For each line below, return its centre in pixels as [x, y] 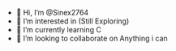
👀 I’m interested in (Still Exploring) [73, 21]
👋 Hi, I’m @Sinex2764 [52, 13]
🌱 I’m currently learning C [59, 30]
